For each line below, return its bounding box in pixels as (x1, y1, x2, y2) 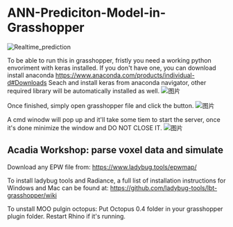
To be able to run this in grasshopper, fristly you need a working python (7, 56, 212, 64)
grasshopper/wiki (7, 191, 58, 199)
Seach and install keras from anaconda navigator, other (48, 78, 207, 86)
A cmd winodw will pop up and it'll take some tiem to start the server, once (7, 115, 221, 123)
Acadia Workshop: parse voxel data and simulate (7, 144, 224, 156)
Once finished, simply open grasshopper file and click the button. (7, 101, 194, 109)
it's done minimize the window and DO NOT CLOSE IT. (7, 123, 162, 132)
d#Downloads (7, 78, 47, 86)
